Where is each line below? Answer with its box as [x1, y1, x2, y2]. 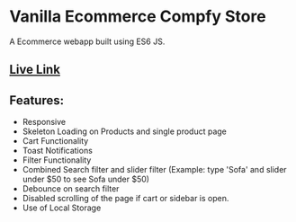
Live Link [9, 62, 61, 77]
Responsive [22, 117, 66, 128]
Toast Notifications [22, 146, 93, 156]
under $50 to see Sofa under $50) [22, 173, 150, 185]
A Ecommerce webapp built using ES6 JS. [9, 36, 166, 47]
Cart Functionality [22, 136, 89, 147]
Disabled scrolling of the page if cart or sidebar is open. [22, 193, 229, 204]
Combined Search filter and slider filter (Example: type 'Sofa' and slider [22, 164, 287, 175]
